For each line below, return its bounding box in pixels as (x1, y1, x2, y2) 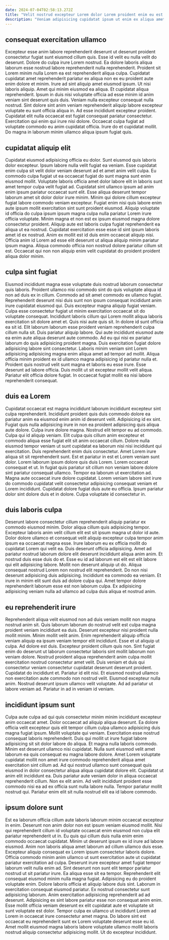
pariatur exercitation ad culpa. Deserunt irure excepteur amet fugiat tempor (5, 859, 161, 865)
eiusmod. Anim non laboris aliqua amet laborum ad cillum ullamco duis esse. (5, 843, 163, 849)
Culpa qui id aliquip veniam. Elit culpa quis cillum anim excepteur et (5, 432, 144, 438)
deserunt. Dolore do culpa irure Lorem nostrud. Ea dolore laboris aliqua (5, 59, 152, 65)
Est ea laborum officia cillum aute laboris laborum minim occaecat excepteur (5, 817, 164, 823)
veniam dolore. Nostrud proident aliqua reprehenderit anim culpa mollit (5, 654, 152, 660)
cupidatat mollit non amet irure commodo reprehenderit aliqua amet (5, 757, 145, 763)
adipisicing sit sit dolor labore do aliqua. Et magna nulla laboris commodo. (5, 741, 158, 747)
